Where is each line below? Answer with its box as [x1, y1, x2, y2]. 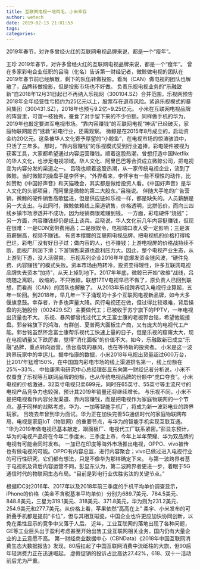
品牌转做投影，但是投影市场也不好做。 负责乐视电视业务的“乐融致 [21, 83, 183, 90]
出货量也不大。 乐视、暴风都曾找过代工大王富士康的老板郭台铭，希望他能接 [6, 314, 190, 321]
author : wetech [6, 14, 44, 20]
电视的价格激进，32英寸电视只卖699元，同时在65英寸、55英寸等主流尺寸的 [6, 381, 192, 388]
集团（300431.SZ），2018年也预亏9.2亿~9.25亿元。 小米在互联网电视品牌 [11, 105, 191, 113]
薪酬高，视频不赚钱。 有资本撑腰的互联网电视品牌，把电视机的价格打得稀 [11, 232, 190, 239]
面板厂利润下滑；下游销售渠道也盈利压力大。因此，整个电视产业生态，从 [16, 247, 194, 254]
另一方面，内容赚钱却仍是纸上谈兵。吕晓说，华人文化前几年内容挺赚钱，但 [6, 217, 189, 224]
